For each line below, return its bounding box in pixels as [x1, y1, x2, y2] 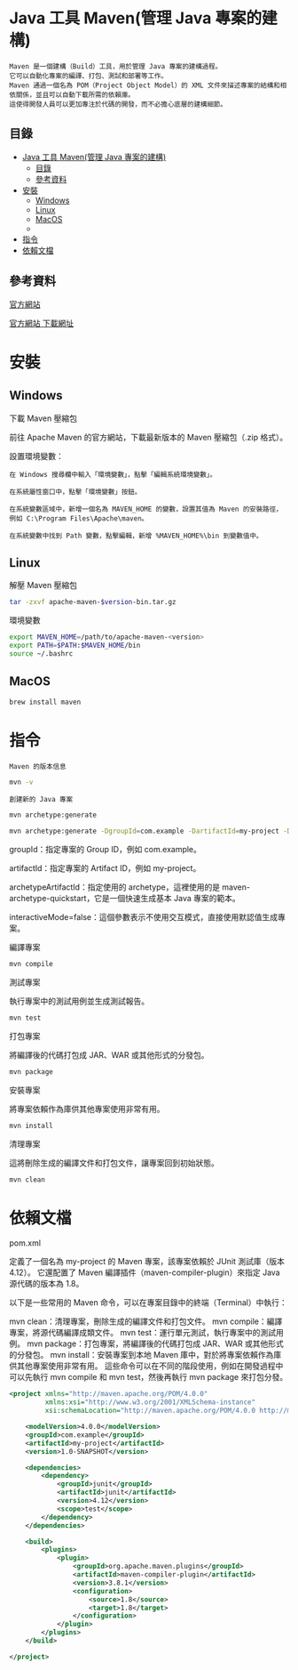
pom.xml [9, 1238, 42, 1248]
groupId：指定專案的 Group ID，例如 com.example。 [9, 844, 202, 855]
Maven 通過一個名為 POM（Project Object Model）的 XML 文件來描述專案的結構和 [9, 81, 281, 90]
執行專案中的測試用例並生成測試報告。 [9, 996, 149, 1006]
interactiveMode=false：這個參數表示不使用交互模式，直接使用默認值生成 [9, 912, 278, 923]
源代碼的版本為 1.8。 [9, 1279, 84, 1289]
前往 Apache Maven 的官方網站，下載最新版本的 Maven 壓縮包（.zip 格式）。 [9, 432, 288, 442]
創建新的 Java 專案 [9, 795, 74, 804]
